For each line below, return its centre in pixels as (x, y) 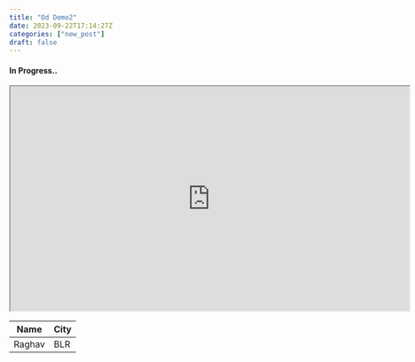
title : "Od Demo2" (43, 17)
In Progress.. (33, 70)
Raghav (30, 344)
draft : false (33, 42)
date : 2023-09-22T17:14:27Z (61, 26)
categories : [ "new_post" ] (57, 34)
